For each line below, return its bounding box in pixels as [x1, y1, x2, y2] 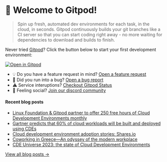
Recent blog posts [5, 99, 44, 105]
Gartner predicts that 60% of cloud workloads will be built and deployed [12, 121, 161, 127]
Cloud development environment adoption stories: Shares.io [12, 131, 136, 137]
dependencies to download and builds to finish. [17, 37, 115, 43]
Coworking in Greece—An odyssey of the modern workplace [12, 137, 138, 143]
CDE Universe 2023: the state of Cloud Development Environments [12, 142, 151, 148]
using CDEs [12, 126, 36, 132]
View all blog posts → [5, 152, 50, 158]
